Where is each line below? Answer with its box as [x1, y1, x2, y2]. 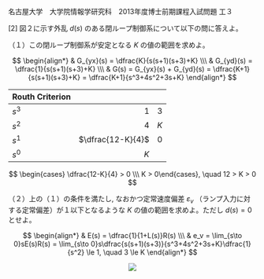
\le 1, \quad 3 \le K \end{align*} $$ [86, 248, 198, 257]
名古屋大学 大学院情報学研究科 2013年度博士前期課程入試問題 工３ [8, 7, 233, 16]
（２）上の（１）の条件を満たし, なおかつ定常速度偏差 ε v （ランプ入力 [8, 194, 237, 206]
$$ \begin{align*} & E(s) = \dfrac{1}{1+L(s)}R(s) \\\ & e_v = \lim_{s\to [22, 231, 243, 240]
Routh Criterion [12, 91, 71, 102]
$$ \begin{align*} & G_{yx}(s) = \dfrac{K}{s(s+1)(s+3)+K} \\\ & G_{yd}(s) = [12, 56, 253, 65]
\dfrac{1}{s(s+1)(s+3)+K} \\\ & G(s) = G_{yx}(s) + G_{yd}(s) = [14, 64, 211, 73]
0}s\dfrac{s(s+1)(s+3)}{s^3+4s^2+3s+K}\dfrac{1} [90, 239, 252, 249]
